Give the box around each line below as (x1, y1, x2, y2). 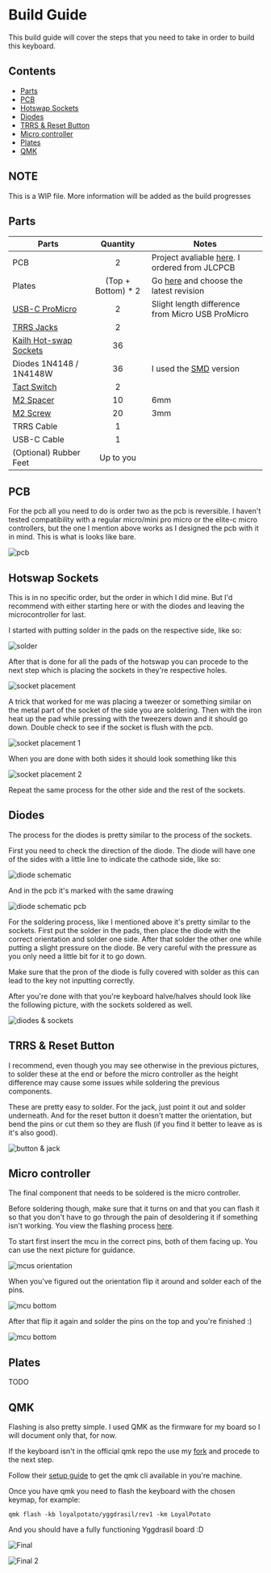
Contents (8, 65, 56, 78)
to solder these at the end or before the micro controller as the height (8, 1069, 239, 1079)
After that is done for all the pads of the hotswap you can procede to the (8, 657, 248, 666)
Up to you (99, 452, 137, 463)
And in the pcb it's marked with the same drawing (8, 886, 173, 895)
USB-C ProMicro (12, 303, 77, 315)
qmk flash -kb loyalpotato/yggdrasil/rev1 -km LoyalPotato (8, 1511, 211, 1519)
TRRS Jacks (12, 322, 58, 333)
